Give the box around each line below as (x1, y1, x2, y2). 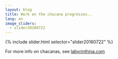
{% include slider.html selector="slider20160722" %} (5, 39, 114, 45)
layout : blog (5, 7, 32, 12)
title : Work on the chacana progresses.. (5, 12, 92, 17)
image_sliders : (5, 21, 37, 26)
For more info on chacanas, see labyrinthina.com (5, 49, 105, 55)
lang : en (5, 16, 23, 21)
